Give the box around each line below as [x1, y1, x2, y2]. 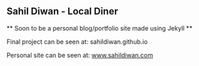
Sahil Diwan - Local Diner [6, 6, 118, 17]
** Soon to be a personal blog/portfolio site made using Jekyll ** [6, 24, 193, 32]
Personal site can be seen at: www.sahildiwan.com [6, 51, 153, 59]
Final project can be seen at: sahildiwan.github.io [6, 38, 148, 46]
